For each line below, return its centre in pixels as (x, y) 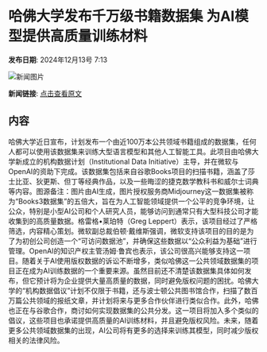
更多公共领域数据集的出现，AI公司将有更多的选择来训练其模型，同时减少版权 (133, 330)
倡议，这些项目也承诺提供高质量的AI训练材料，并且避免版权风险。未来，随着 (133, 320)
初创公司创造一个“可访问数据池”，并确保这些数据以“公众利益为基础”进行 (139, 241)
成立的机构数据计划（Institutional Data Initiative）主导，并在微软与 (130, 161)
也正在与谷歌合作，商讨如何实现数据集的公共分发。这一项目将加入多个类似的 (133, 310)
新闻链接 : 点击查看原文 (45, 93)
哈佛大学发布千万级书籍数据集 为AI (122, 16)
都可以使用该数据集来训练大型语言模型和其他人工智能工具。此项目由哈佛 (133, 151)
